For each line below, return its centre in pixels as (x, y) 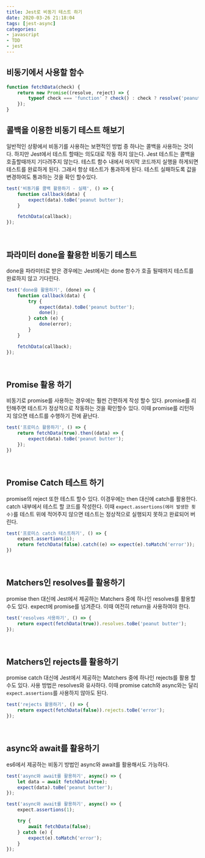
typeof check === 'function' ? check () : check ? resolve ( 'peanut (114, 99)
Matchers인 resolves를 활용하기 (66, 583)
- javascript (23, 35)
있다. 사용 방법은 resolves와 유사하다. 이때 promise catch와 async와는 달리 (108, 685)
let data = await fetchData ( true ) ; (63, 781)
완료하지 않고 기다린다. (33, 278)
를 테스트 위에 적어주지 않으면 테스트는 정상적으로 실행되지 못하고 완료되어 (101, 514)
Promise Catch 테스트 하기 (55, 483)
